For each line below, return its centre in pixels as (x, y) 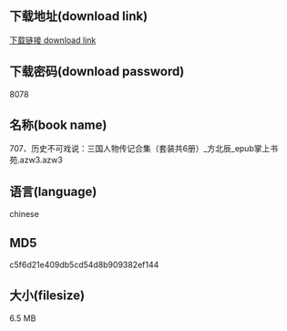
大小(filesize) (47, 296)
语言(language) (53, 191)
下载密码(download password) (97, 72)
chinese (24, 214)
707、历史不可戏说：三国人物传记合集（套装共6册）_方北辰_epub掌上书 (144, 149)
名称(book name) (58, 125)
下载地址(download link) (79, 16)
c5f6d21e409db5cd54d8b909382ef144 (84, 265)
